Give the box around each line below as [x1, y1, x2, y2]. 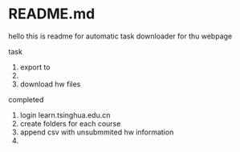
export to [19, 62, 51, 72]
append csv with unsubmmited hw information [19, 127, 174, 137]
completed [8, 94, 44, 104]
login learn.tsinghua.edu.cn [19, 110, 111, 120]
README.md [8, 5, 96, 23]
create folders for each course [19, 118, 121, 128]
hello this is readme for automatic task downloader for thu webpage [8, 31, 233, 41]
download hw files [19, 79, 81, 89]
